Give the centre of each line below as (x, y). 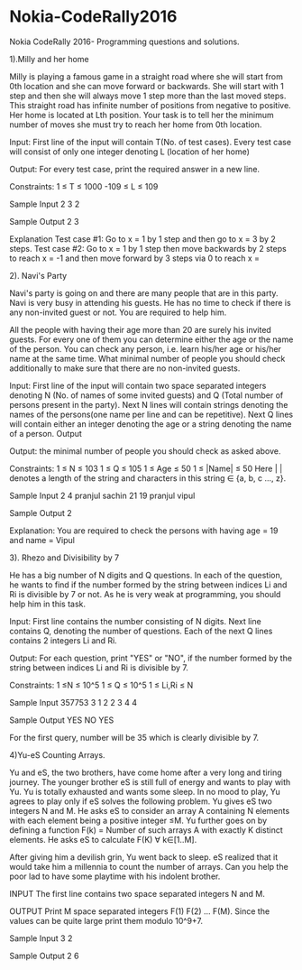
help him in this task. (48, 604)
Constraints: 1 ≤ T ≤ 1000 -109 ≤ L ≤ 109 (84, 186)
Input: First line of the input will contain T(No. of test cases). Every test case (150, 142)
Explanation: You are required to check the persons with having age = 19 (144, 531)
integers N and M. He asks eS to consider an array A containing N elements (150, 810)
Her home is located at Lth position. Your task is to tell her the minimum (142, 115)
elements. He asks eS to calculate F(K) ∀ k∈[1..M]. (103, 839)
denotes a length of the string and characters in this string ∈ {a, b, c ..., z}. (148, 478)
